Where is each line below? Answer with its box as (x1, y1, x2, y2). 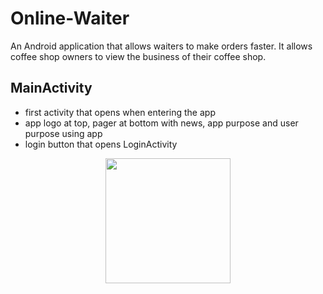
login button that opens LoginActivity (24, 138, 178, 150)
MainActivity (10, 80, 93, 97)
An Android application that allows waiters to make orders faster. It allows (10, 40, 313, 52)
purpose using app (24, 127, 103, 139)
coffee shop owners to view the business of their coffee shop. (10, 50, 267, 62)
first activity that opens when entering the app (24, 106, 216, 118)
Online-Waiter (10, 7, 130, 30)
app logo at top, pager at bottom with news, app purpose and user (24, 117, 299, 129)
